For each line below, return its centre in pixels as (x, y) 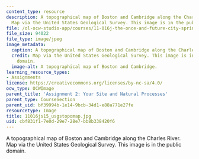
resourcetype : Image (32, 111)
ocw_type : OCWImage (30, 89)
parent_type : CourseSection (41, 99)
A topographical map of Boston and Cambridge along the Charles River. (94, 138)
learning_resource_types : (38, 72)
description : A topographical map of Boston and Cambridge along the (94, 17)
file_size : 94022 (28, 34)
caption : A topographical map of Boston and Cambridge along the (94, 50)
